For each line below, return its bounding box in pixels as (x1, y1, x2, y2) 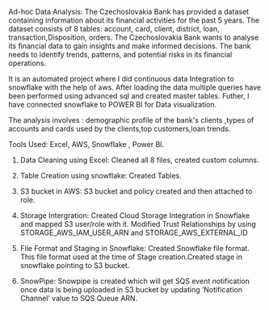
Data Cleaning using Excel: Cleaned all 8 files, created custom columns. (19, 155, 259, 165)
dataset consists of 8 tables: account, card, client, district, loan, (8, 24, 220, 33)
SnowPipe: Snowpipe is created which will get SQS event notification (19, 276, 250, 286)
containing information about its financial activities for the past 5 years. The (8, 15, 260, 25)
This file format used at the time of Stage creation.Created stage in (19, 252, 242, 262)
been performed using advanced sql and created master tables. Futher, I (8, 91, 250, 100)
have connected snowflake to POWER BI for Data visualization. (8, 100, 217, 109)
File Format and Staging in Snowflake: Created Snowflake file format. (19, 244, 250, 253)
